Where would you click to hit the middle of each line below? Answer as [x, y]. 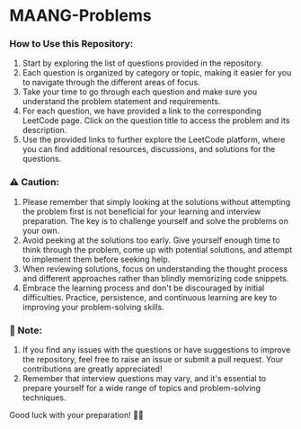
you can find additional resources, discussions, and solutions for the [149, 149]
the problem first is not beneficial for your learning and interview [142, 211]
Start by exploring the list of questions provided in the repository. [142, 63]
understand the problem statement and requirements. [121, 102]
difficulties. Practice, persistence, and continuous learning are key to [149, 297]
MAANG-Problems [80, 16]
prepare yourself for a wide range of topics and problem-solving [142, 389]
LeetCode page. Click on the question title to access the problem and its [156, 121]
